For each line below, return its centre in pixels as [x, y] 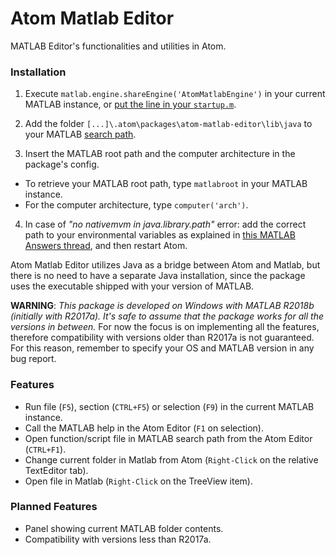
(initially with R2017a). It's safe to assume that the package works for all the [167, 316]
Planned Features [54, 507]
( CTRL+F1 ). [45, 449]
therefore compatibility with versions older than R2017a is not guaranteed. [162, 338]
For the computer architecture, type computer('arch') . [136, 205]
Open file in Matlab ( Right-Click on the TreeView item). [138, 481]
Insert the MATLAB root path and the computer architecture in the [160, 154]
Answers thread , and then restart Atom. [106, 246]
